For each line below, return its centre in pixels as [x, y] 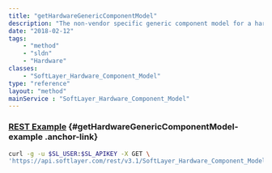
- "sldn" [38, 53]
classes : [23, 69]
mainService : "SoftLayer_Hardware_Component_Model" [99, 99]
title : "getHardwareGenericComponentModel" [83, 16]
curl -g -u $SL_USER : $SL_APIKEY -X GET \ [79, 154]
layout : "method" [38, 91]
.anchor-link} [71, 137]
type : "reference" [39, 83]
